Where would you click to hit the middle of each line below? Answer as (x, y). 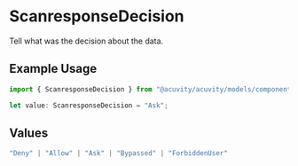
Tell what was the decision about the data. (86, 41)
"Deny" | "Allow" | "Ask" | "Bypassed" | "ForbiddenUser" (118, 154)
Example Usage (53, 69)
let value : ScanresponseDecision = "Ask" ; (89, 105)
